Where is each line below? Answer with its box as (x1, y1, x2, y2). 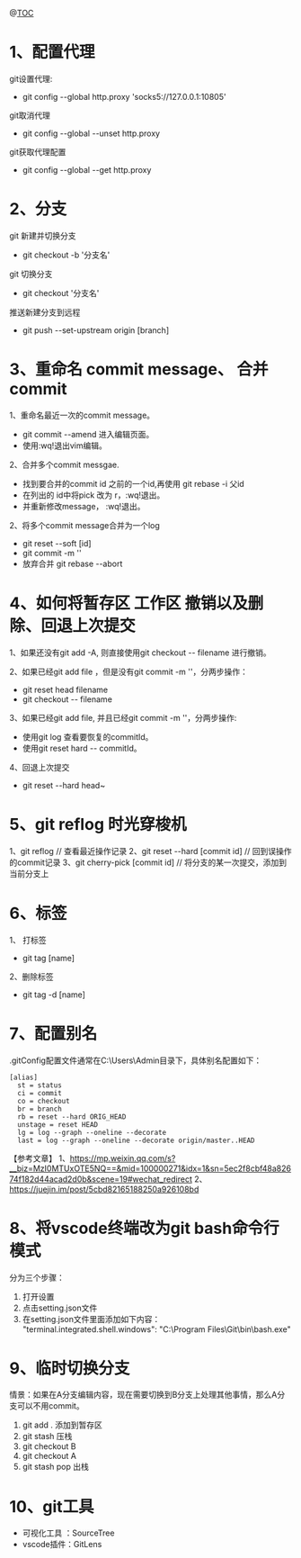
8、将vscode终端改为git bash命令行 (9, 1218, 280, 1238)
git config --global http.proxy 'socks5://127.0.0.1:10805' (22, 91, 226, 102)
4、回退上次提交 (9, 761, 70, 772)
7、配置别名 (9, 1023, 98, 1043)
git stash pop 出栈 (22, 1462, 90, 1472)
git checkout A (22, 1451, 76, 1462)
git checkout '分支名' (22, 287, 100, 298)
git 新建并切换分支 (9, 230, 76, 241)
